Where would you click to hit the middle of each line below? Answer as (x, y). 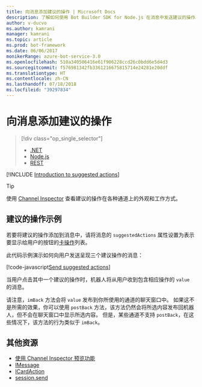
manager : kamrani (28, 34)
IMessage (27, 365)
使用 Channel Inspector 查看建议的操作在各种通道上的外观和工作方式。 (94, 198)
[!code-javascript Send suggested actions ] (59, 267)
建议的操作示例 (34, 219)
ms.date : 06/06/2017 (32, 51)
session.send (31, 378)
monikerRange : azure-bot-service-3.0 (54, 56)
